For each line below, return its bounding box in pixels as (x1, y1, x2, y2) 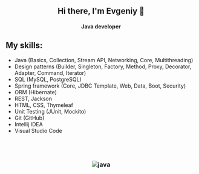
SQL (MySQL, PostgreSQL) (14, 76, 82, 83)
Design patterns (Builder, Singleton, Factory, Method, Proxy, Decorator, (14, 63, 192, 70)
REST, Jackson (14, 95, 53, 102)
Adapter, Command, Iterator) (14, 69, 86, 76)
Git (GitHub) (14, 114, 45, 121)
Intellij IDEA (14, 120, 43, 127)
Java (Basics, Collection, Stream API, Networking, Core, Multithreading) (14, 56, 194, 63)
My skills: (5, 40, 43, 51)
